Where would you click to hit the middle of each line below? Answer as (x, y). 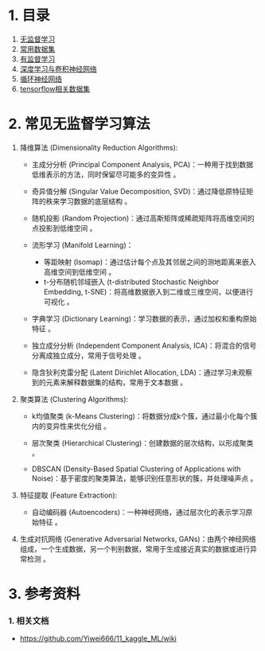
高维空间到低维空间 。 (80, 271)
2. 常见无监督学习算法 (79, 124)
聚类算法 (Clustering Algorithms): (74, 399)
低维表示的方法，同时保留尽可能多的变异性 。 (106, 174)
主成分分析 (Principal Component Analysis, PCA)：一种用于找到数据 (142, 164)
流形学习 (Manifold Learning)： (82, 245)
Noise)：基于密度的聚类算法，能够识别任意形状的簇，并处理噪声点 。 (144, 478)
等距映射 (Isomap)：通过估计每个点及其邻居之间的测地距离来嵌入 (150, 262)
